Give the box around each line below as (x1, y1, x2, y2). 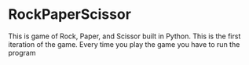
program (8, 48, 36, 57)
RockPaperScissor (8, 5, 132, 23)
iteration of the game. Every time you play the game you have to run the (8, 39, 240, 49)
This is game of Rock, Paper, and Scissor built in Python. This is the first (8, 31, 241, 41)
